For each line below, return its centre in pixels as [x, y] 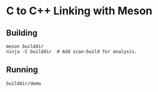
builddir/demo [24, 83]
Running [22, 70]
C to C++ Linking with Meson [79, 11]
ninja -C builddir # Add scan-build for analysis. [72, 52]
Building [22, 33]
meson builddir [25, 46]
